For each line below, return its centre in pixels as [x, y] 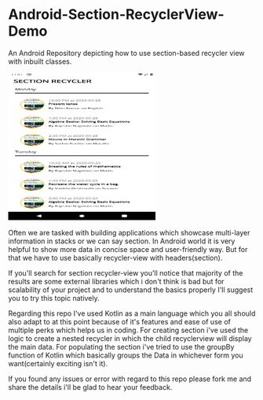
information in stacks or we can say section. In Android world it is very [122, 241]
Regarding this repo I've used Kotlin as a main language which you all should [132, 313]
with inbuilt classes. [40, 61]
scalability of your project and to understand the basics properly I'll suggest [131, 290]
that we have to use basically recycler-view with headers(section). [115, 257]
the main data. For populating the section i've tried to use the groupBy [121, 346]
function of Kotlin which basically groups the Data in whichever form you [126, 355]
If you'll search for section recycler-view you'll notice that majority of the [126, 272]
